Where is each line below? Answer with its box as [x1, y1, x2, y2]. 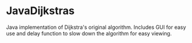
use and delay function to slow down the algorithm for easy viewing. [6, 29, 172, 37]
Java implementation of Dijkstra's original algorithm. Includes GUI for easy [6, 24, 187, 31]
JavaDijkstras [6, 4, 75, 18]
